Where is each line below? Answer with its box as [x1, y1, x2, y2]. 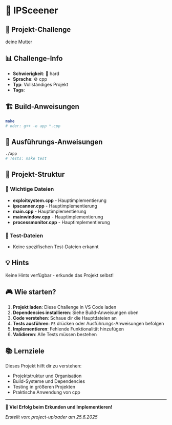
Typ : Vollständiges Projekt [12, 81, 69, 87]
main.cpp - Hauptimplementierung [12, 208, 87, 214]
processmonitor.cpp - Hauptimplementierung [12, 219, 110, 225]
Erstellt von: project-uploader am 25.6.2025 [5, 414, 98, 420]
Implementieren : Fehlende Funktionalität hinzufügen [12, 326, 124, 332]
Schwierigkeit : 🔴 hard [12, 70, 60, 77]
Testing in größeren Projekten [12, 384, 76, 390]
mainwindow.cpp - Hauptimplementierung [12, 213, 103, 220]
